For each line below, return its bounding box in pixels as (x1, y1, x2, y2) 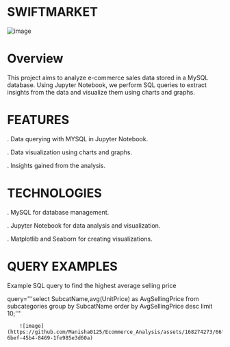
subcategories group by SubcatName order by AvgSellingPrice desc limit (7, 302, 213, 310)
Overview (7, 51, 64, 67)
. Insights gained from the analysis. (7, 161, 106, 169)
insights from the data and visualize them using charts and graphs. (7, 88, 195, 96)
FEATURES (7, 112, 70, 128)
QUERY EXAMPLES (7, 259, 118, 274)
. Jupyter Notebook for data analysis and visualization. (7, 221, 161, 230)
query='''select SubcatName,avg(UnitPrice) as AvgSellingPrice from (7, 294, 199, 302)
